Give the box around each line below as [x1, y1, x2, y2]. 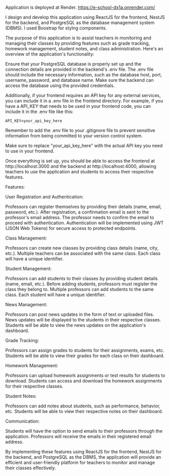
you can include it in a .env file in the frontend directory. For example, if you [5, 98, 163, 104]
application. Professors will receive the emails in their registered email [5, 433, 152, 439]
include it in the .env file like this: [5, 109, 74, 114]
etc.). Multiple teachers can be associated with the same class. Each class [5, 250, 161, 256]
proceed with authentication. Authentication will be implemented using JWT [5, 220, 164, 226]
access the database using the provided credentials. [5, 82, 115, 88]
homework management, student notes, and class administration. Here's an [5, 46, 163, 51]
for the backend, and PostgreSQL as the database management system [5, 20, 155, 25]
